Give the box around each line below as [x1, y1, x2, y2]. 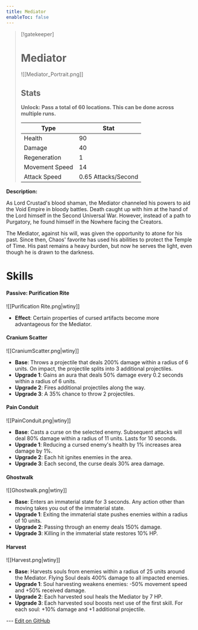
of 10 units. [14, 517, 42, 524]
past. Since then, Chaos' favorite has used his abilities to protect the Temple [6, 236, 192, 243]
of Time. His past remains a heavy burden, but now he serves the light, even [6, 243, 193, 250]
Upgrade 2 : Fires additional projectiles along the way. [14, 384, 146, 391]
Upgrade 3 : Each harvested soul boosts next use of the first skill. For [14, 600, 183, 607]
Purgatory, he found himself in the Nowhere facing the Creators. [6, 218, 163, 225]
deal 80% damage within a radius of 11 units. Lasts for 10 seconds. [14, 435, 177, 442]
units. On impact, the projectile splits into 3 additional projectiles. [14, 365, 173, 372]
